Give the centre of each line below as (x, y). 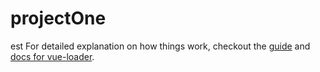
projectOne (58, 18)
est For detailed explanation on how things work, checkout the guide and (160, 46)
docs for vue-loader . (52, 56)
